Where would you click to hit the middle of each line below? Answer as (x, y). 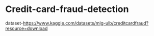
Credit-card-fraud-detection (67, 9)
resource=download (27, 28)
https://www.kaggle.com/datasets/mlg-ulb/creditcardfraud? (86, 23)
